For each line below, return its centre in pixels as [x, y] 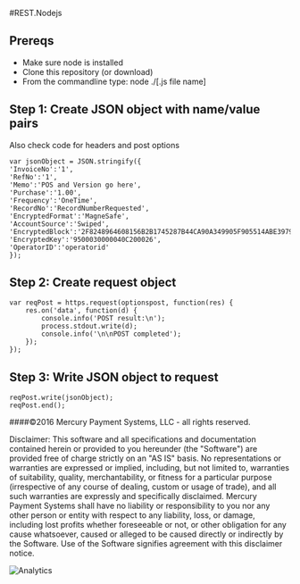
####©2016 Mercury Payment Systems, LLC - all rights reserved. [130, 422]
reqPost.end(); [37, 405]
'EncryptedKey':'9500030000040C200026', [86, 239]
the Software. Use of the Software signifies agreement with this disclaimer [146, 544]
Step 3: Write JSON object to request [114, 377]
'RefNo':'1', [33, 177]
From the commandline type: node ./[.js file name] [114, 81]
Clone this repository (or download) [87, 71]
